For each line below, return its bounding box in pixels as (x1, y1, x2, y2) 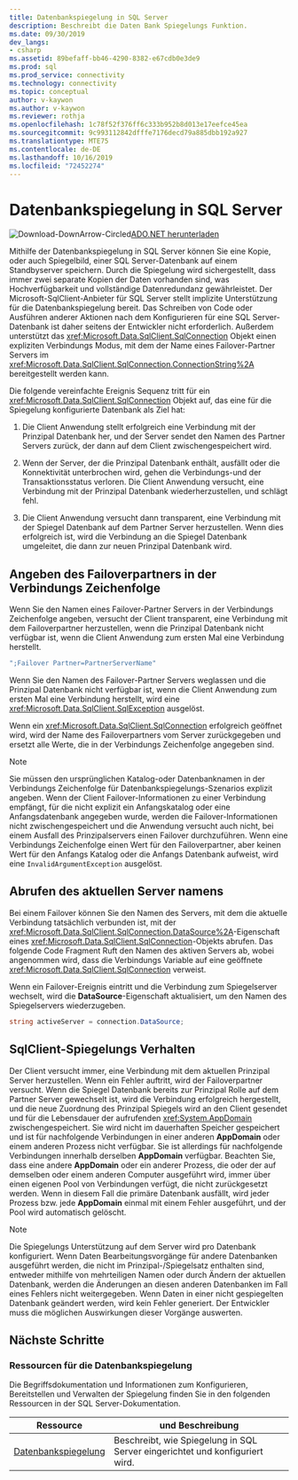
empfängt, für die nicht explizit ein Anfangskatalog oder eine (9, 802, 231, 812)
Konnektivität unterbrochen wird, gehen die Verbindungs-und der (21, 467, 262, 478)
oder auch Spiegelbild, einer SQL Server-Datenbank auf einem (9, 255, 238, 266)
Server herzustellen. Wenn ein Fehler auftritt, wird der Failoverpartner (9, 1075, 263, 1085)
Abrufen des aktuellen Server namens (9, 884, 224, 899)
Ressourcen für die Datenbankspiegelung (9, 1359, 192, 1371)
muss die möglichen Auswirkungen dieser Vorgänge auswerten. (9, 1307, 243, 1318)
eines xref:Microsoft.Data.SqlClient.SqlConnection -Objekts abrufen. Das (9, 936, 273, 946)
